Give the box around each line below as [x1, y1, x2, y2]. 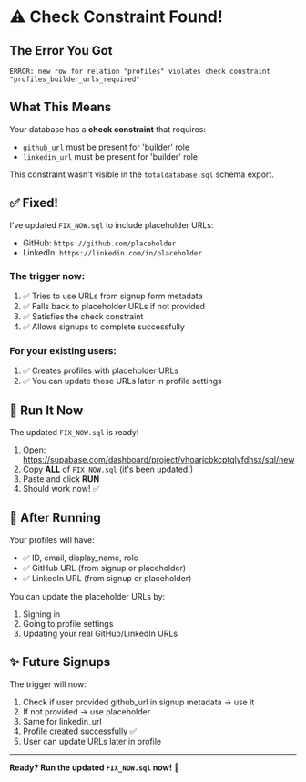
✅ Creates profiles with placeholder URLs [22, 365, 179, 376]
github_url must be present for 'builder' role [22, 141, 189, 152]
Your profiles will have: [9, 534, 96, 545]
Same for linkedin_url [22, 715, 102, 726]
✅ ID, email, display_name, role [22, 552, 138, 563]
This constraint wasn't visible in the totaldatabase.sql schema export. [9, 169, 275, 180]
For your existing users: [9, 344, 117, 357]
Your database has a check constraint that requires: [9, 123, 207, 134]
